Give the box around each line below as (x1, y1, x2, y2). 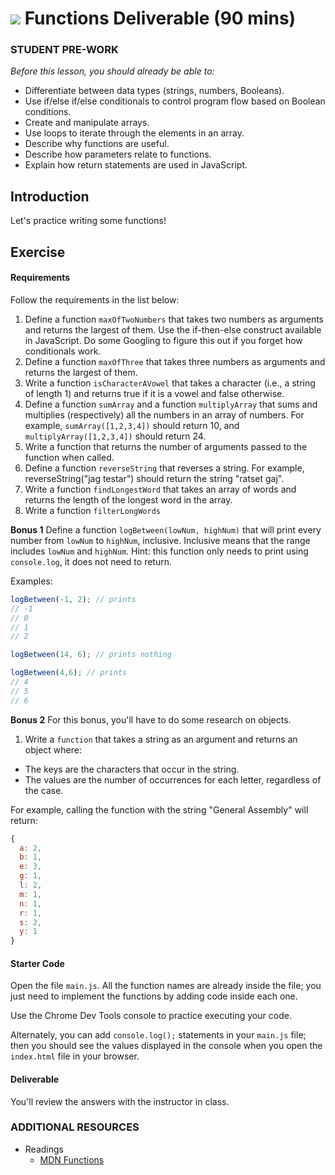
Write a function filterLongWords (24, 504, 161, 516)
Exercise (10, 243, 66, 261)
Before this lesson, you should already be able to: (10, 65, 215, 77)
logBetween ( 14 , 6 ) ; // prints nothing (10, 650, 172, 660)
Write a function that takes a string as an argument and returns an (24, 733, 298, 745)
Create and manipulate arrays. (24, 117, 150, 129)
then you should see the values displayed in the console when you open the (10, 1040, 323, 1052)
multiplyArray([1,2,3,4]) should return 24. (24, 430, 207, 442)
